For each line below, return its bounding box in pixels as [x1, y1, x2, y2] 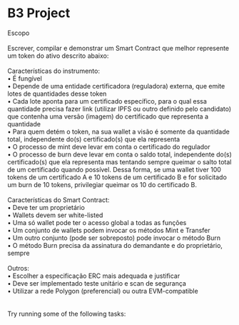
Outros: [7, 264, 30, 272]
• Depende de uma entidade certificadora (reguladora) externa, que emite [7, 81, 225, 90]
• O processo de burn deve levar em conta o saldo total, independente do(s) [7, 150, 232, 159]
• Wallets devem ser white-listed [7, 211, 103, 219]
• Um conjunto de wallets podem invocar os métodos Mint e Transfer [7, 226, 210, 234]
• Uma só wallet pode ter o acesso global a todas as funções [7, 218, 187, 226]
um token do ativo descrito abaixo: [7, 51, 109, 60]
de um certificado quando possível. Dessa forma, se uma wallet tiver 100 [7, 165, 221, 174]
